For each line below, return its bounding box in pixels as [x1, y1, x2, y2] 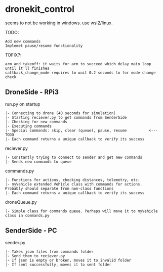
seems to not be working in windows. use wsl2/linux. [5, 20, 113, 26]
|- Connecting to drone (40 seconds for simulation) [5, 110, 116, 116]
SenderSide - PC [5, 227, 57, 235]
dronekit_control [5, 3, 75, 15]
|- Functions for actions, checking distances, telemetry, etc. [5, 177, 140, 182]
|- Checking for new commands [5, 119, 68, 124]
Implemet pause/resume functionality [5, 43, 83, 48]
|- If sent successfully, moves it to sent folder [5, 262, 112, 267]
